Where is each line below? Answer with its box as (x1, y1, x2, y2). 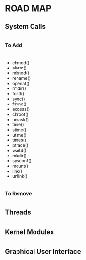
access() (12, 106, 30, 112)
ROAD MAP (5, 3, 52, 14)
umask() (12, 116, 29, 122)
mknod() (12, 70, 30, 76)
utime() (12, 132, 27, 138)
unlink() (12, 173, 28, 179)
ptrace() (12, 142, 29, 148)
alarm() (12, 65, 27, 70)
